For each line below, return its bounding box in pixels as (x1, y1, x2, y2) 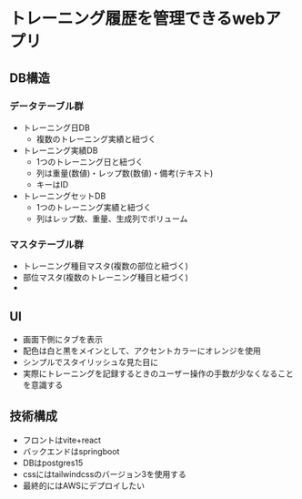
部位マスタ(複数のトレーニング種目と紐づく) (22, 272, 189, 283)
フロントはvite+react (22, 434, 102, 445)
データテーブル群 (9, 99, 84, 112)
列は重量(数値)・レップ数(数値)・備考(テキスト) (35, 168, 214, 178)
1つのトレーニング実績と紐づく (35, 201, 152, 212)
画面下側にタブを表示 (22, 333, 103, 344)
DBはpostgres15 (22, 457, 84, 468)
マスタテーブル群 (9, 238, 84, 250)
